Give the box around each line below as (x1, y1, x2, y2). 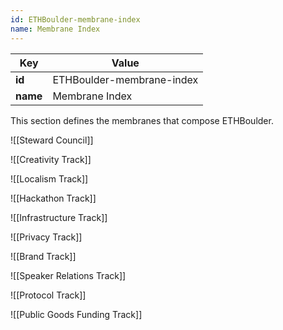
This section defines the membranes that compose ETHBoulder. (10, 114, 274, 126)
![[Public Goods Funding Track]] (10, 308, 143, 320)
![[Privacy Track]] (10, 231, 83, 243)
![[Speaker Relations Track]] (10, 269, 127, 281)
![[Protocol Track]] (10, 289, 87, 301)
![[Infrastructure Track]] (10, 211, 108, 223)
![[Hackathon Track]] (10, 192, 97, 204)
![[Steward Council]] (10, 134, 94, 146)
